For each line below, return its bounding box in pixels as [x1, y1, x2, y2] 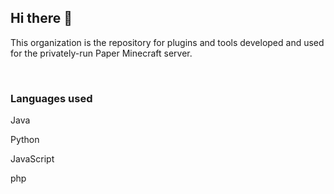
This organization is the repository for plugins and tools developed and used [10, 36, 325, 48]
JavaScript [10, 153, 55, 165]
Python [10, 134, 40, 146]
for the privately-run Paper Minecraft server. [10, 47, 193, 59]
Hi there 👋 [10, 10, 73, 27]
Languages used [10, 91, 93, 105]
